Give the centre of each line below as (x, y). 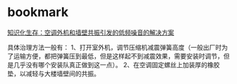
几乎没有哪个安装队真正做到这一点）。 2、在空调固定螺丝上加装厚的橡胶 (116, 64)
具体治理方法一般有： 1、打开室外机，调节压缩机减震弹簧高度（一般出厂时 (115, 47)
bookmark (38, 12)
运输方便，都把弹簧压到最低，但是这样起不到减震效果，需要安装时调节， (118, 56)
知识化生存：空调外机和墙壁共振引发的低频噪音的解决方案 (91, 32)
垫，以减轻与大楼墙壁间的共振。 (54, 73)
